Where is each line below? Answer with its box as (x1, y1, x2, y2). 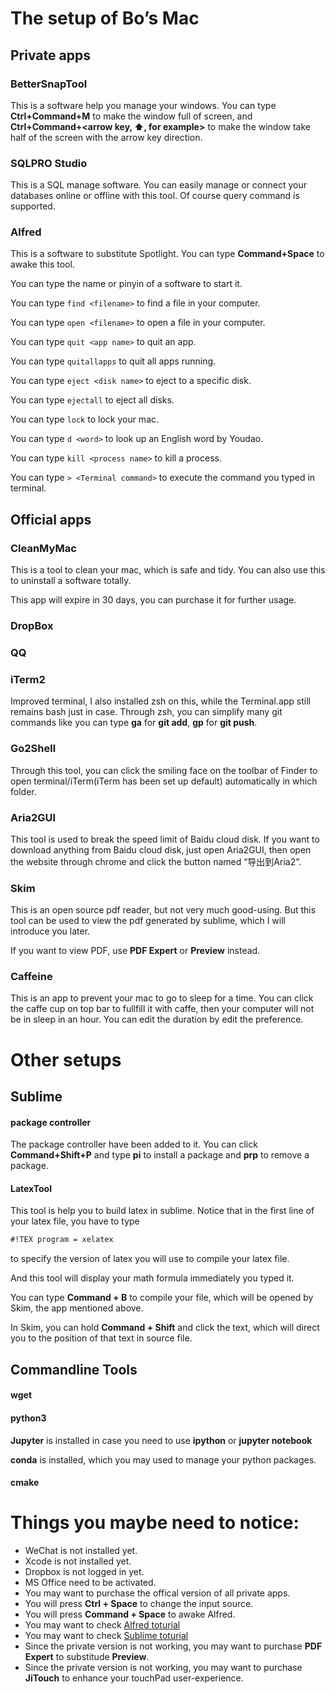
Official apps (10, 511, 92, 528)
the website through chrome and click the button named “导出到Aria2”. (10, 855, 302, 867)
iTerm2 (10, 672, 46, 686)
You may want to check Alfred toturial (24, 1619, 181, 1631)
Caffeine (10, 970, 53, 984)
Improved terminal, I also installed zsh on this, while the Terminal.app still (10, 695, 311, 707)
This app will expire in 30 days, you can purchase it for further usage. (10, 594, 297, 606)
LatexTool (10, 1182, 52, 1194)
